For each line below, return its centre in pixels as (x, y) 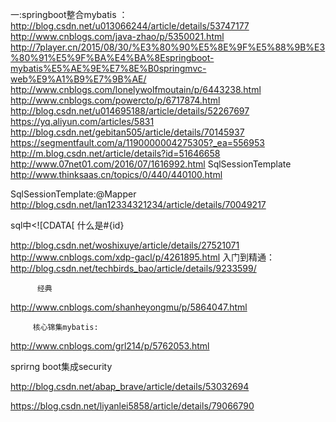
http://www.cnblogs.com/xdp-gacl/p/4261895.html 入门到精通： (142, 257)
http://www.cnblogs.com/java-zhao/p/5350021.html (117, 36)
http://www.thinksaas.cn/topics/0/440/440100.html (116, 174)
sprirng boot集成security (61, 366)
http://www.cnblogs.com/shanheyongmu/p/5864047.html (129, 307)
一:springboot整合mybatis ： (69, 14)
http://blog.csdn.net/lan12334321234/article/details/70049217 (138, 204)
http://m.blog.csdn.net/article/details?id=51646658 (115, 153)
